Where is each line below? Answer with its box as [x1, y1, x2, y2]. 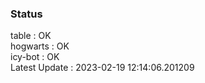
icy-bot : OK [10, 51, 60, 63]
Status [10, 7, 43, 21]
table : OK [10, 30, 52, 42]
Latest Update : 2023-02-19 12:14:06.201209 [10, 62, 195, 74]
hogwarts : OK [10, 40, 70, 52]
